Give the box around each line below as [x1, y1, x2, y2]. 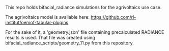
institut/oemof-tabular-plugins [5, 20, 69, 25]
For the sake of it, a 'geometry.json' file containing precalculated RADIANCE [5, 29, 164, 35]
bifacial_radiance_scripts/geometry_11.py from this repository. [5, 40, 134, 46]
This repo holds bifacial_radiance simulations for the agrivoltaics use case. [5, 5, 162, 10]
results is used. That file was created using [5, 35, 95, 40]
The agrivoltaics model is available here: [5, 14, 90, 20]
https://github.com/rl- [91, 14, 136, 20]
